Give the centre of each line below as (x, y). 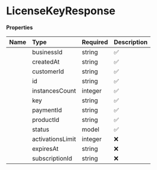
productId (45, 119)
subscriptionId (52, 158)
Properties (20, 27)
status (40, 129)
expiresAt (45, 149)
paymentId (47, 110)
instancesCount (54, 90)
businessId (47, 52)
